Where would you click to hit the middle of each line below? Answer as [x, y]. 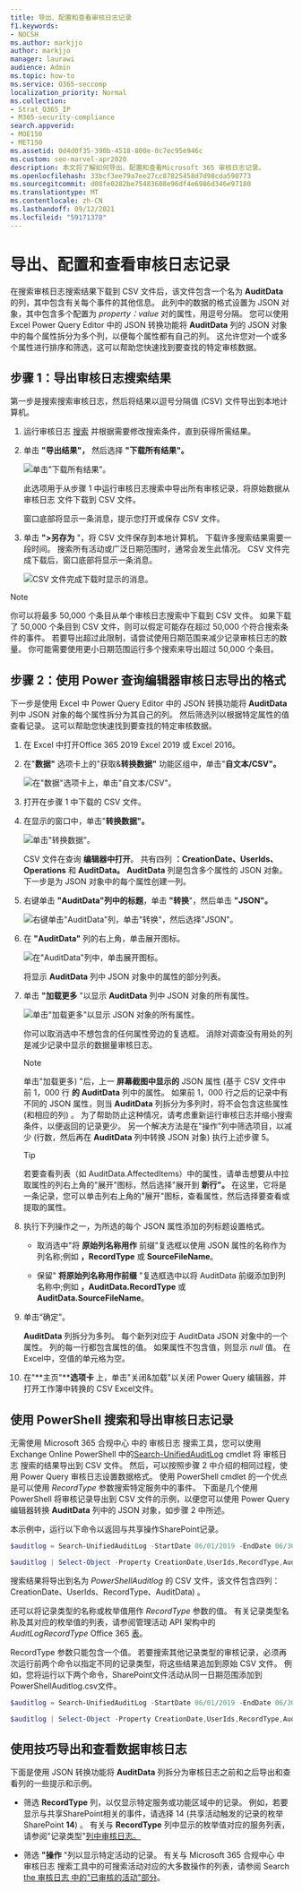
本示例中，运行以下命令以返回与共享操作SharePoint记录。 [116, 1529]
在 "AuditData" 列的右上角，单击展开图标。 [104, 939]
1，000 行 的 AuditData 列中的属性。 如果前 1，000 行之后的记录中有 [161, 1093]
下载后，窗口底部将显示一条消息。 [94, 560]
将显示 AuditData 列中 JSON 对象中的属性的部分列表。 [125, 976]
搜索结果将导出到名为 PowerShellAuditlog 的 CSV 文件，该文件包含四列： [145, 1580]
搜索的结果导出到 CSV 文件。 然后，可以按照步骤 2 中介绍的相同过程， [150, 1465]
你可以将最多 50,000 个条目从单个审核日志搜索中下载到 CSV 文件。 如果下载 [151, 615]
